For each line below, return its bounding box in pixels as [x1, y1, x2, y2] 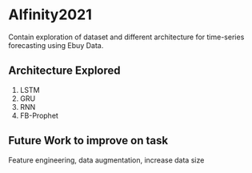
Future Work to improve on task [8, 134, 169, 147]
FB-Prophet [19, 111, 58, 120]
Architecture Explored [8, 64, 122, 78]
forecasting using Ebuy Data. [8, 40, 104, 50]
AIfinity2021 [8, 6, 92, 24]
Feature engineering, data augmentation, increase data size [8, 155, 205, 165]
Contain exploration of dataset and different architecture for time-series [8, 32, 245, 42]
